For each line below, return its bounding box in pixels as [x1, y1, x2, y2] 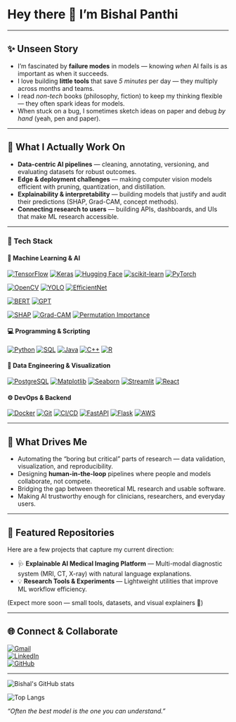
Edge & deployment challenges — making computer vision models [17, 175, 212, 183]
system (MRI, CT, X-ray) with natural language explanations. [17, 569, 192, 578]
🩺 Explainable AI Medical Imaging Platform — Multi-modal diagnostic [17, 559, 223, 568]
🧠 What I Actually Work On [7, 141, 125, 154]
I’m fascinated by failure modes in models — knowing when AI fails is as [17, 61, 228, 70]
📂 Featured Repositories [7, 526, 114, 538]
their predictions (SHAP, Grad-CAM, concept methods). [17, 197, 179, 206]
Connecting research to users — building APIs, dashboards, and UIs [17, 204, 218, 213]
